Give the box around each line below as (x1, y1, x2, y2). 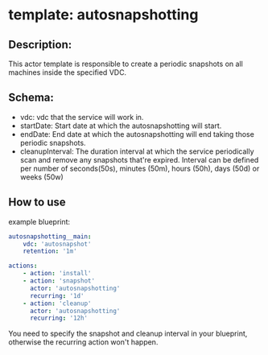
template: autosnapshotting (8, 6, 199, 24)
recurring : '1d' (29, 291, 85, 299)
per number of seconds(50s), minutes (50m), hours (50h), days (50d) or (19, 163, 260, 173)
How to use (8, 196, 66, 209)
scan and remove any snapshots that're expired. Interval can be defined (19, 155, 259, 164)
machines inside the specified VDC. (8, 68, 127, 77)
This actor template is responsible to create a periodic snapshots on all (8, 59, 243, 68)
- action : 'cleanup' (23, 299, 92, 308)
